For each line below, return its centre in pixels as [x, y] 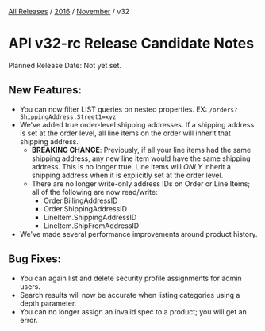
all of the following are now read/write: [94, 192]
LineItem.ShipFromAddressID [91, 226]
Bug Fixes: [35, 259]
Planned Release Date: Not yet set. [65, 65]
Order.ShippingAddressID [85, 208]
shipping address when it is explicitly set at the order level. [127, 175]
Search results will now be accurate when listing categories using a [130, 295]
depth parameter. [48, 303]
